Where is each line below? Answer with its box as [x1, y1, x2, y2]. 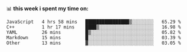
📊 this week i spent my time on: [6, 5, 89, 12]
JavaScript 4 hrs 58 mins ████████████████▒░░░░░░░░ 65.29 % [6, 19, 182, 25]
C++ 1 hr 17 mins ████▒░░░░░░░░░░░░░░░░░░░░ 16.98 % [6, 24, 182, 30]
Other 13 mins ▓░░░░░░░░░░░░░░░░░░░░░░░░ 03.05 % [6, 40, 182, 46]
